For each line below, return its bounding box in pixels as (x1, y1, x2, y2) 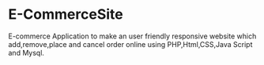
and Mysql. (8, 48, 45, 57)
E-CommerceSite (8, 5, 124, 23)
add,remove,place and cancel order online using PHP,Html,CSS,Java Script (8, 39, 253, 49)
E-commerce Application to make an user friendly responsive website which (8, 31, 257, 41)
